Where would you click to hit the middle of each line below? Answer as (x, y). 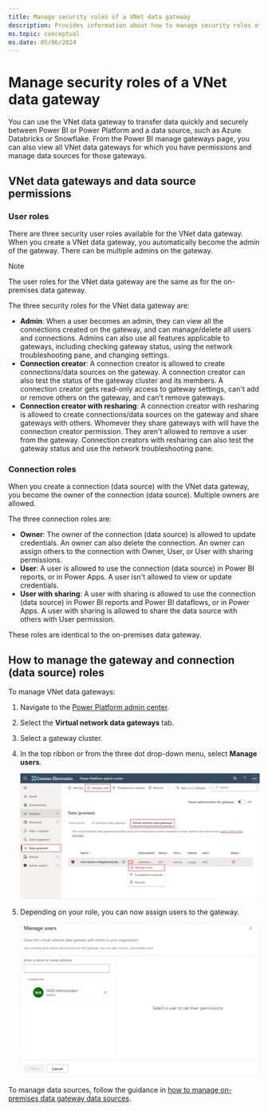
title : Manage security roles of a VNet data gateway (100, 17)
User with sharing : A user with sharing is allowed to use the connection (138, 594)
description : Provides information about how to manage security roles (130, 25)
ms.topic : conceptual (44, 34)
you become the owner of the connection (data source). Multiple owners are (134, 495)
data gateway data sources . (86, 1098)
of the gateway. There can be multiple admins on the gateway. (110, 250)
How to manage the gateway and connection (122, 660)
